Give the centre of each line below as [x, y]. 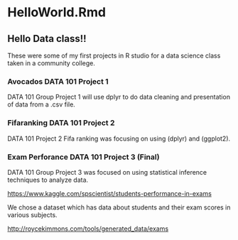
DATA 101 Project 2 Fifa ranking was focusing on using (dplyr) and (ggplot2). [119, 138]
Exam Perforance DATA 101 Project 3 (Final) [83, 157]
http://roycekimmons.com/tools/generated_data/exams [88, 229]
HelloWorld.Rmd [57, 12]
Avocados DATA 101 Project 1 [58, 81]
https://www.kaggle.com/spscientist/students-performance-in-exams [109, 193]
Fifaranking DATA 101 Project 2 [61, 123]
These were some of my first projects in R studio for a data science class [114, 55]
